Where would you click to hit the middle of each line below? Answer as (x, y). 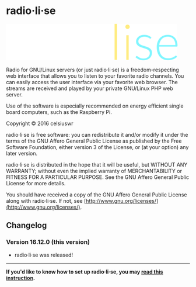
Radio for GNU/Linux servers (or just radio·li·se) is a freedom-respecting (92, 70)
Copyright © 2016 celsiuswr (40, 123)
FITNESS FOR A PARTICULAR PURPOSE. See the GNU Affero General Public (98, 177)
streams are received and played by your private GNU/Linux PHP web (90, 88)
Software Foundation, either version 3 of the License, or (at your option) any (97, 147)
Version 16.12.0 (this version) (48, 242)
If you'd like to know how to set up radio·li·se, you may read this (85, 272)
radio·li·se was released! (44, 255)
